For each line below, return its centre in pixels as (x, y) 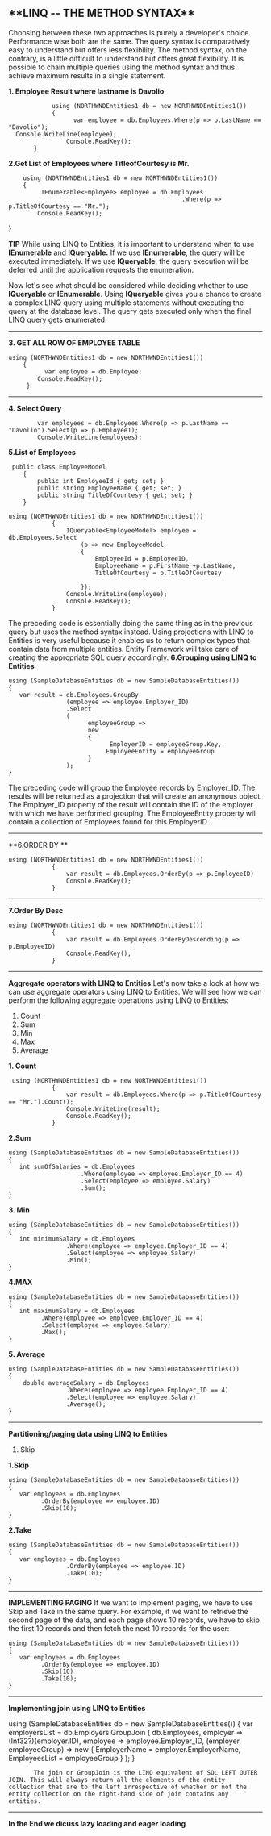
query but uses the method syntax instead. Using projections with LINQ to (131, 632)
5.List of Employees (42, 452)
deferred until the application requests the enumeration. (101, 269)
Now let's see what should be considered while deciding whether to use (128, 285)
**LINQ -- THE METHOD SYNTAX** (102, 13)
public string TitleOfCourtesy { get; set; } (115, 495)
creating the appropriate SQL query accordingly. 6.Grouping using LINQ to (133, 657)
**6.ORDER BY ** (38, 845)
